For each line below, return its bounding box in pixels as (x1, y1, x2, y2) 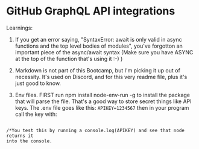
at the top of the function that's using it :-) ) (14, 55, 123, 62)
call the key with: (14, 110, 57, 118)
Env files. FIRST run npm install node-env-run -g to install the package (14, 91, 190, 98)
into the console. (6, 138, 52, 144)
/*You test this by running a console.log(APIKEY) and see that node (6, 127, 185, 133)
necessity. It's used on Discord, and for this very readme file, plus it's (14, 73, 188, 80)
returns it (6, 133, 34, 139)
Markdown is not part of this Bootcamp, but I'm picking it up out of (14, 66, 181, 74)
